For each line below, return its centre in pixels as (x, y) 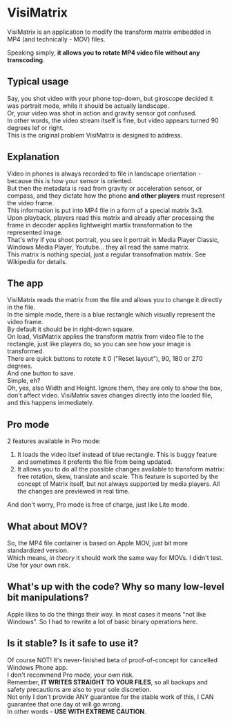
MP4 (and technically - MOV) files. (56, 39)
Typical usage (38, 82)
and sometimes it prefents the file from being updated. (95, 462)
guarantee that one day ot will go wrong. (65, 704)
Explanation (33, 157)
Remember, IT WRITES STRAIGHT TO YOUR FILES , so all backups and (108, 682)
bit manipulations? (48, 598)
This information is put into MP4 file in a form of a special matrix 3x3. (105, 210)
